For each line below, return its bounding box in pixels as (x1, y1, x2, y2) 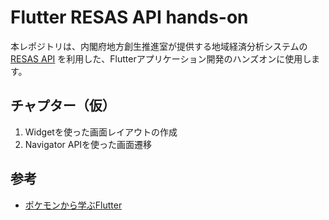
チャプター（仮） (10, 97, 116, 115)
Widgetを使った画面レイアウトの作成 (24, 126, 178, 138)
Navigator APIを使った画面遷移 (24, 138, 153, 150)
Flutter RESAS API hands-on (10, 6, 249, 29)
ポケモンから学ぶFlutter (24, 199, 123, 211)
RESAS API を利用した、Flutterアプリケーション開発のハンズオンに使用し (10, 52, 312, 65)
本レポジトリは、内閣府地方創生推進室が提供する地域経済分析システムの (10, 40, 308, 52)
